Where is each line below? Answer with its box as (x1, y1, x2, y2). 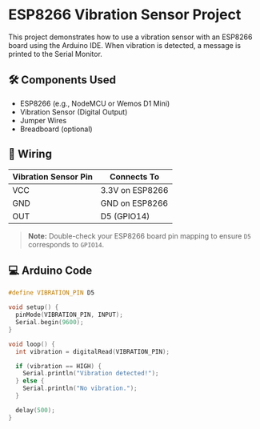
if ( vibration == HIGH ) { (15, 362, 102, 370)
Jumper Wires (19, 115, 67, 125)
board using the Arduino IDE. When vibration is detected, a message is (8, 40, 242, 50)
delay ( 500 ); (15, 406, 56, 414)
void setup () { (8, 303, 59, 311)
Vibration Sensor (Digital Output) (19, 106, 128, 117)
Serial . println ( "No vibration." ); (22, 384, 138, 393)
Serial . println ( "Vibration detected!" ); (22, 370, 159, 378)
